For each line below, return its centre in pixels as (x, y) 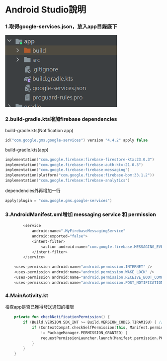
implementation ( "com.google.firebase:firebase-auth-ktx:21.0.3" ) (74, 165)
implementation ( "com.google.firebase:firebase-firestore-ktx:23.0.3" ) (80, 160)
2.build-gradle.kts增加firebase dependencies (61, 119)
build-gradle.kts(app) (27, 150)
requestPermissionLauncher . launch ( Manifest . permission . (100, 338)
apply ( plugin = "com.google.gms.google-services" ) (59, 201)
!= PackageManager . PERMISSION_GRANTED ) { (84, 333)
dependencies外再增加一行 (33, 191)
